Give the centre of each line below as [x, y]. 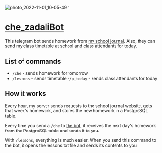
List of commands [33, 61]
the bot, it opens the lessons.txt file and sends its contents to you [71, 145]
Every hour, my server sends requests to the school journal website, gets [79, 106]
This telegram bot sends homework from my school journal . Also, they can [80, 41]
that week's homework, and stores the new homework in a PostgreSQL [77, 110]
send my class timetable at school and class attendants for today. [71, 46]
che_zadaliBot [35, 27]
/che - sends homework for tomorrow [50, 73]
